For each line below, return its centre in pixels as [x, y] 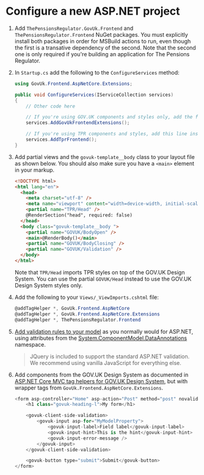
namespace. [30, 344]
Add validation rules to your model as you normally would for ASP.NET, [104, 331]
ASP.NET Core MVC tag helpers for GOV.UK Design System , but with [101, 381]
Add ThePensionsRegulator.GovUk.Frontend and [74, 28]
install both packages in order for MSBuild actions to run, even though [103, 41]
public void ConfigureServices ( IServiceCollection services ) [94, 95]
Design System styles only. [49, 285]
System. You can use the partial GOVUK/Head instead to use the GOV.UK [103, 279]
